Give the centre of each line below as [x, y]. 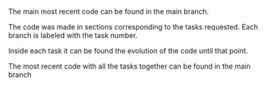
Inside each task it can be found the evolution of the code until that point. [128, 51]
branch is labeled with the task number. [73, 35]
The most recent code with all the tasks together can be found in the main [129, 66]
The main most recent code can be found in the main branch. [109, 12]
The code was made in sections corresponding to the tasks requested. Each [133, 27]
